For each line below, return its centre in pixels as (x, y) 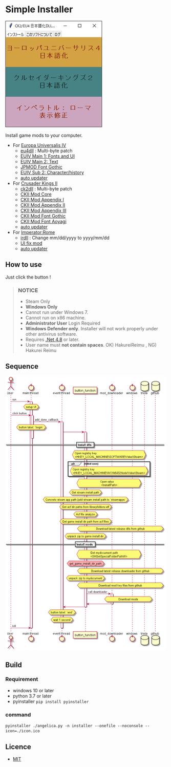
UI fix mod (31, 243)
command (18, 714)
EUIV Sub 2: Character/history (52, 172)
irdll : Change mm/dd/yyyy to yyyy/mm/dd (65, 238)
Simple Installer (39, 9)
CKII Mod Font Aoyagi (43, 221)
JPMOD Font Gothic (41, 167)
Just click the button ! (28, 277)
